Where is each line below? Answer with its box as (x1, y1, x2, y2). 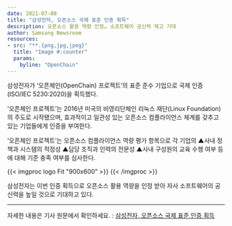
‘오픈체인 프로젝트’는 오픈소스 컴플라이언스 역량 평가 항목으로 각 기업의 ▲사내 (7, 136, 215, 145)
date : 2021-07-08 (7, 10, 57, 17)
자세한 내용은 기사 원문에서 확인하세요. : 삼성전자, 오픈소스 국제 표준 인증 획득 (7, 211, 215, 219)
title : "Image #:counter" (13, 49, 88, 56)
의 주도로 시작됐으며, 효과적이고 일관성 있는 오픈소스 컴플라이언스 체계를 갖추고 (7, 113, 220, 121)
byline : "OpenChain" (19, 61, 79, 68)
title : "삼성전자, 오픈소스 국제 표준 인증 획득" (7, 17, 130, 23)
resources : (7, 36, 39, 43)
